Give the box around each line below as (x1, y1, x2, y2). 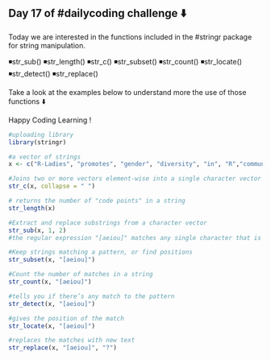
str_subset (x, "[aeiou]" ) (8, 256, 95, 264)
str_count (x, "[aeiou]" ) (8, 278, 92, 286)
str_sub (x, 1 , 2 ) (8, 226, 67, 234)
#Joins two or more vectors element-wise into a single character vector (8, 175, 262, 183)
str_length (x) (8, 204, 56, 212)
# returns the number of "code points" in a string (8, 197, 186, 205)
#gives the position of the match (8, 314, 125, 322)
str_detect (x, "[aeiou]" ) (8, 300, 95, 308)
